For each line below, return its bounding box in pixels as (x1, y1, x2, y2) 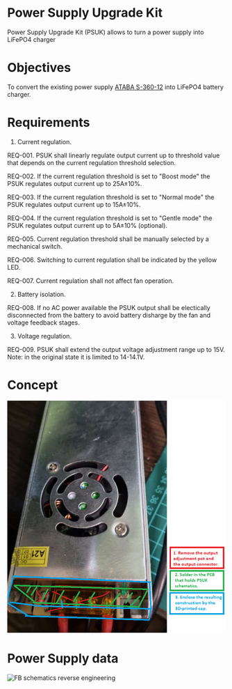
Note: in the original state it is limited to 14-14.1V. (7, 353, 145, 361)
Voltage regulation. (17, 332, 72, 340)
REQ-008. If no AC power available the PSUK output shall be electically (7, 303, 210, 311)
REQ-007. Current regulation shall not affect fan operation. (7, 277, 174, 285)
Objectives (7, 60, 72, 76)
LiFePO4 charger (7, 35, 56, 43)
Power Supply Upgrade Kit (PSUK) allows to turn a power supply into (7, 28, 204, 36)
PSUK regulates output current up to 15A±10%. (7, 200, 141, 208)
